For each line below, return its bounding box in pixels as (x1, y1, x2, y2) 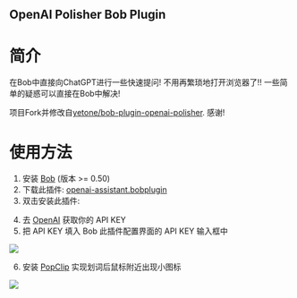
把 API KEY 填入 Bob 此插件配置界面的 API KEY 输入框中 (21, 226, 228, 236)
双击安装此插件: (21, 196, 81, 207)
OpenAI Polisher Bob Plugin (9, 7, 166, 22)
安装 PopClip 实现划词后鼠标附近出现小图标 (21, 261, 182, 272)
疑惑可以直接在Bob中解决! (24, 89, 121, 99)
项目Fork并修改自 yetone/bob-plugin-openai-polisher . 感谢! (9, 107, 225, 118)
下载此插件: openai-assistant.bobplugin (21, 184, 167, 195)
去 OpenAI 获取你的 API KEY (21, 215, 127, 226)
